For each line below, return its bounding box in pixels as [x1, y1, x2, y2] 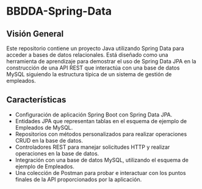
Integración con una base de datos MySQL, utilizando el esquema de [15, 156, 189, 163]
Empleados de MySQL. [15, 124, 73, 131]
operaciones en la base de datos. [15, 149, 99, 157]
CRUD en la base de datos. [15, 137, 84, 144]
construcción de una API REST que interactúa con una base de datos [6, 64, 180, 71]
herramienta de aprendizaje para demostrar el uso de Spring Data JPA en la [6, 58, 197, 65]
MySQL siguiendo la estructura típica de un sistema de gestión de [6, 71, 172, 77]
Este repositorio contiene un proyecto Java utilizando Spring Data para [6, 45, 184, 52]
